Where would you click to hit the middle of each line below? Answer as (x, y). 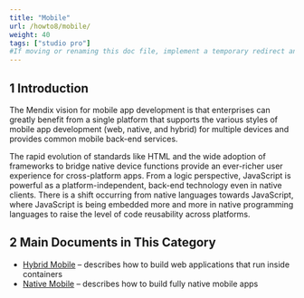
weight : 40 (30, 34)
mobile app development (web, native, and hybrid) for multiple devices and (149, 129)
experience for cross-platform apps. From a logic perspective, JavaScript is (150, 175)
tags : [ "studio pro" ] (50, 43)
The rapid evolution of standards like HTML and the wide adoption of (138, 156)
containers (43, 274)
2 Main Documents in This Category (113, 242)
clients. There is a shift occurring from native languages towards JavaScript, (152, 195)
